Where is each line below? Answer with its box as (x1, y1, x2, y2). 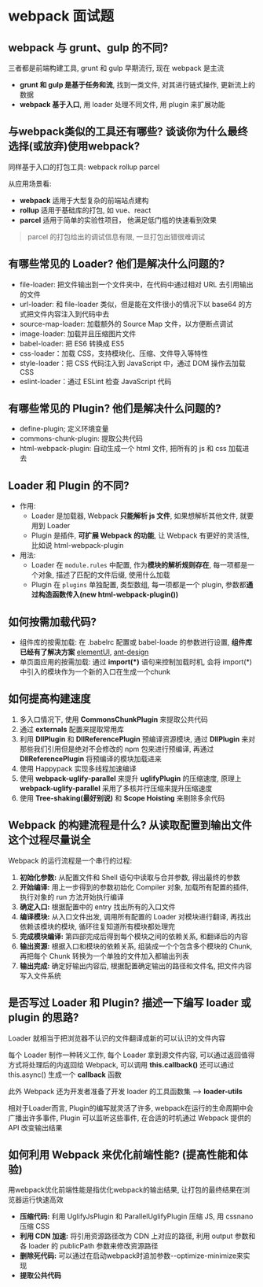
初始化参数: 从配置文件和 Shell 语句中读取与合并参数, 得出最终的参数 (19, 872, 241, 882)
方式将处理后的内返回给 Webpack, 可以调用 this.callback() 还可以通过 (8, 1060, 235, 1069)
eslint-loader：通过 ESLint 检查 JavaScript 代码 (19, 376, 172, 386)
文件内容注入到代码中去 (33, 309, 110, 319)
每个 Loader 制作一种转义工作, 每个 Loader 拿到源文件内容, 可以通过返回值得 (8, 1050, 255, 1060)
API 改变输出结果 (8, 1122, 63, 1132)
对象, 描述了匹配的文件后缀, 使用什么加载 (38, 570, 170, 579)
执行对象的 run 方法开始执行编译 (19, 892, 124, 901)
